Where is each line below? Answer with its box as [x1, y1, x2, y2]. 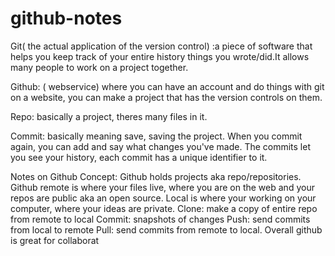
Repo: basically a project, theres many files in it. [10, 110, 208, 122]
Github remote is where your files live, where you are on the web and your [10, 181, 315, 193]
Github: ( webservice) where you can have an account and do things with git [10, 80, 325, 92]
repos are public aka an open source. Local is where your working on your [10, 192, 317, 204]
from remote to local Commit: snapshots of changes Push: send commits [10, 213, 311, 225]
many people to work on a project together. [10, 61, 189, 73]
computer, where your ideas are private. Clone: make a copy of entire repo [10, 202, 318, 214]
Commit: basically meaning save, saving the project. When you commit [10, 130, 303, 142]
